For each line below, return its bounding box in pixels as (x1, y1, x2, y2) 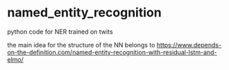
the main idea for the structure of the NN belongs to (7, 40, 155, 49)
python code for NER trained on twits (7, 27, 113, 36)
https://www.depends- (156, 40, 222, 49)
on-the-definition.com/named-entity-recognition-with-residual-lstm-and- (7, 48, 217, 56)
